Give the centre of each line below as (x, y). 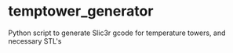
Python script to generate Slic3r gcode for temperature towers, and (117, 33)
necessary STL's (35, 41)
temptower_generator (81, 11)
